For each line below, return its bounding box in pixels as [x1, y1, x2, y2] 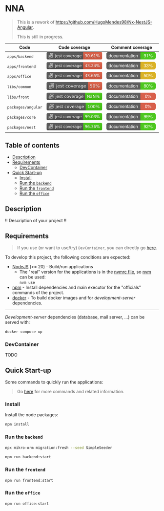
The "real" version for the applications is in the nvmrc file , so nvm [19, 269, 151, 275]
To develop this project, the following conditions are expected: [5, 255, 131, 260]
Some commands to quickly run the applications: [5, 379, 103, 385]
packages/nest [7, 125, 36, 130]
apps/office [7, 74, 32, 79]
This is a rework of [17, 19, 55, 25]
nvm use [19, 280, 35, 285]
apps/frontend [7, 64, 36, 69]
